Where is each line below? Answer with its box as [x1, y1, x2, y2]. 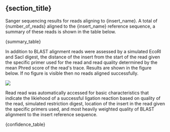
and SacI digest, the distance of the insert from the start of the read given [5, 54, 160, 60]
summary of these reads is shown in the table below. [5, 28, 116, 35]
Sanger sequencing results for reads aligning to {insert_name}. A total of [5, 17, 158, 24]
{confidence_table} [5, 121, 46, 127]
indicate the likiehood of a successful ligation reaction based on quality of [5, 95, 161, 101]
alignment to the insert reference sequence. [5, 111, 98, 117]
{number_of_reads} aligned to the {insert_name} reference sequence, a [5, 23, 156, 29]
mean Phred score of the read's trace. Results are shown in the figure [5, 64, 152, 71]
